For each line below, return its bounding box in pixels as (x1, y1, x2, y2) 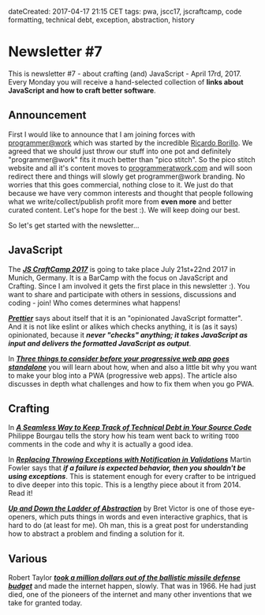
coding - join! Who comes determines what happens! (8, 298, 181, 307)
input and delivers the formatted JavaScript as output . (8, 338, 192, 348)
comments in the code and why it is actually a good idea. (8, 440, 193, 449)
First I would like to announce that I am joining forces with (8, 130, 196, 139)
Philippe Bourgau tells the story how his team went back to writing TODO (8, 431, 239, 441)
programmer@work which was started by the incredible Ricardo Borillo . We (8, 138, 253, 147)
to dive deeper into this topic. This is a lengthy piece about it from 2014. (8, 480, 241, 489)
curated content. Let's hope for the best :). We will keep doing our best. (8, 205, 241, 214)
